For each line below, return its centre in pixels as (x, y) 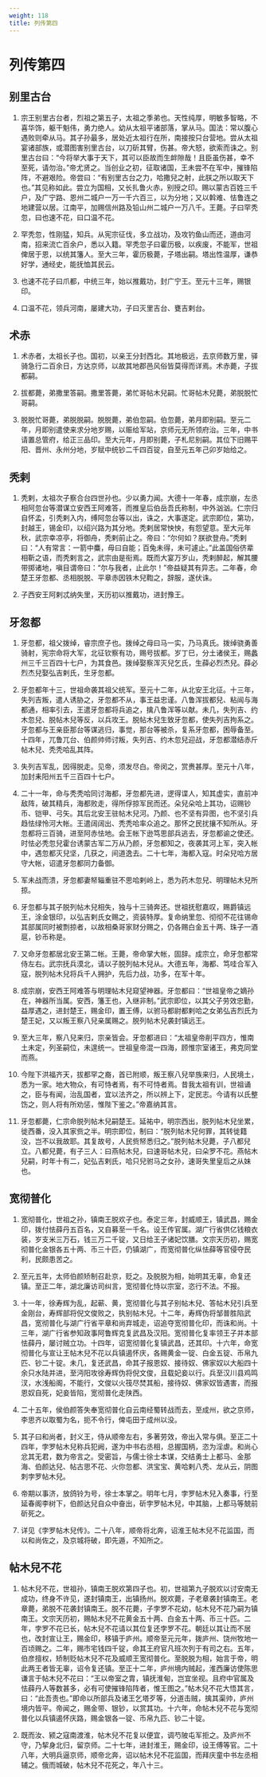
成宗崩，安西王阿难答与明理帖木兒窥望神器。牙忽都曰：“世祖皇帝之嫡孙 (137, 990)
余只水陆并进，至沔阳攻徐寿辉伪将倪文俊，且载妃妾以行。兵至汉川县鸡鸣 (139, 1373)
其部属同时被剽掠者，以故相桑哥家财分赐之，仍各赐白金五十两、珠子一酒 (139, 926)
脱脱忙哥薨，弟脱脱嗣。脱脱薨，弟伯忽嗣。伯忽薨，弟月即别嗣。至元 (132, 420)
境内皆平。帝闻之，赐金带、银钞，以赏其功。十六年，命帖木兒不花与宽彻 (139, 1708)
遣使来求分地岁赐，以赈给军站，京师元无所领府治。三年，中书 (156, 430)
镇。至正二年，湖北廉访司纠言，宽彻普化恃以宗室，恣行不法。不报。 (132, 1286)
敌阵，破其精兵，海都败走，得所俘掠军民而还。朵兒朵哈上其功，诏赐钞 (136, 803)
